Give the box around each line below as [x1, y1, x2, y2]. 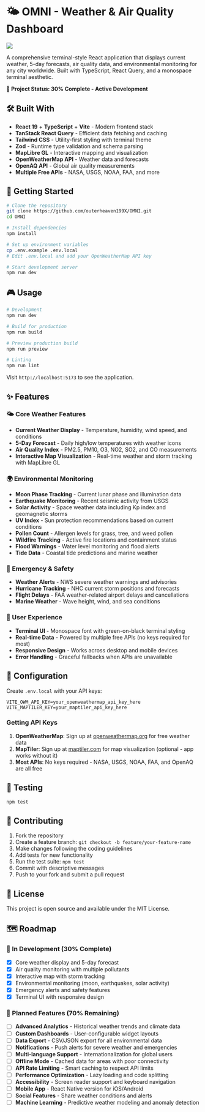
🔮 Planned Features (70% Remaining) [6, 1009, 119, 1018]
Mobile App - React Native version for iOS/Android [15, 1085, 144, 1092]
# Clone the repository [6, 203, 67, 209]
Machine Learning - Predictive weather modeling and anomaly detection [15, 1099, 199, 1106]
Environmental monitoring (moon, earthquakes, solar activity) [15, 980, 170, 987]
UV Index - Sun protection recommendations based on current [15, 517, 174, 524]
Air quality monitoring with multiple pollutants [15, 965, 130, 973]
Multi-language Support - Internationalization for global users [15, 1050, 173, 1058]
